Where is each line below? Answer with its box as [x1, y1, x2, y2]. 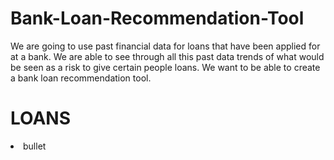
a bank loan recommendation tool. [10, 72, 152, 84]
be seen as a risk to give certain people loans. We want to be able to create [10, 61, 321, 73]
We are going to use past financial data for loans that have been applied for [10, 40, 321, 52]
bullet [23, 140, 47, 152]
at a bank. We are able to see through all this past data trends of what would [10, 50, 325, 62]
